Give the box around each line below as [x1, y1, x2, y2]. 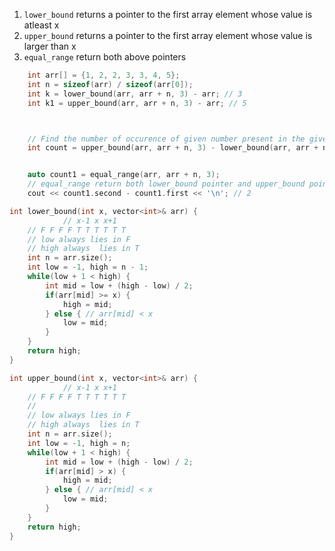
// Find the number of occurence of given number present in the [27, 134, 306, 144]
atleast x [23, 19, 60, 31]
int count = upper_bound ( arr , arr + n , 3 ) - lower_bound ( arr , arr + [27, 143, 319, 153]
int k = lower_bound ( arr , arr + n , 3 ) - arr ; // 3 [27, 89, 243, 99]
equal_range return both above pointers [23, 51, 187, 63]
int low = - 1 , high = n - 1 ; [27, 262, 149, 273]
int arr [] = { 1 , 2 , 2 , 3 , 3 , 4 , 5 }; [27, 70, 181, 80]
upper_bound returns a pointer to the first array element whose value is [23, 30, 313, 41]
